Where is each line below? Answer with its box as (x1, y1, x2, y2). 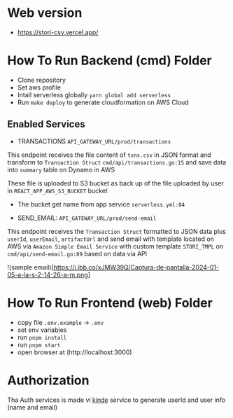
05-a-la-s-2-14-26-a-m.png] (7, 270, 91, 279)
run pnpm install (17, 333, 67, 341)
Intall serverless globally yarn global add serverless (17, 90, 171, 99)
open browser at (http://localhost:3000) (17, 348, 132, 356)
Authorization (7, 372, 90, 388)
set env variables (17, 326, 67, 334)
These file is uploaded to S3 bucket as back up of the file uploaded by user (7, 179, 224, 187)
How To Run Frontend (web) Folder (7, 295, 213, 311)
